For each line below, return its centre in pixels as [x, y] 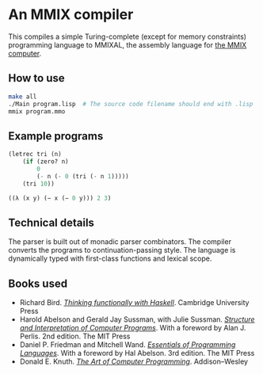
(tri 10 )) [39, 184]
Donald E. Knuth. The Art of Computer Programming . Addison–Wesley [133, 361]
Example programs [56, 136]
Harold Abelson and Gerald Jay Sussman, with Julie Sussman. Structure [137, 319]
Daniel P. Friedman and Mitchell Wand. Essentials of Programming [128, 345]
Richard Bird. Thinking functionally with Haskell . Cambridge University [134, 303]
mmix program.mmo [37, 111]
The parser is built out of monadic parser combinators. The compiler [120, 242]
